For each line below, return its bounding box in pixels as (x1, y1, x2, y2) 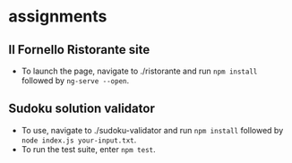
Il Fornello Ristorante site (8, 42, 150, 57)
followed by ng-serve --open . (21, 75, 130, 86)
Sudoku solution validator (8, 101, 156, 116)
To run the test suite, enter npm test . (21, 143, 156, 154)
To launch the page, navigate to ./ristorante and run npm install (21, 65, 258, 76)
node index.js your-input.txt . (21, 134, 137, 145)
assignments (8, 6, 107, 27)
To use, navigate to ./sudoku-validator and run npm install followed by (21, 124, 284, 135)
